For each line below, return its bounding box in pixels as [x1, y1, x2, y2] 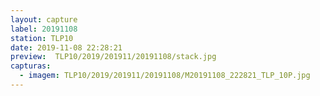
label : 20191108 [10, 24, 78, 34]
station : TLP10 [10, 33, 74, 43]
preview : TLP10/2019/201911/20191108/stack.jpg [10, 52, 217, 62]
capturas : [10, 61, 52, 71]
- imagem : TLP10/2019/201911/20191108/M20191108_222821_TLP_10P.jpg [19, 71, 311, 81]
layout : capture [10, 14, 78, 25]
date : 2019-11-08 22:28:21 [10, 42, 123, 53]
